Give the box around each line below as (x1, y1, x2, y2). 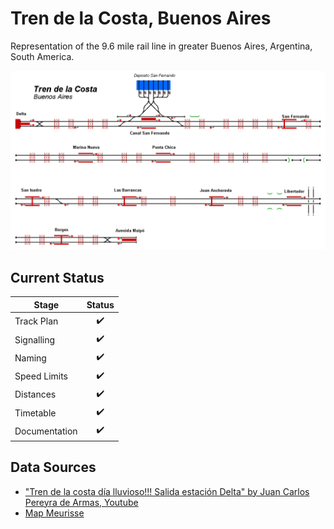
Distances (14, 388, 57, 401)
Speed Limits (14, 370, 69, 382)
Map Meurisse (24, 507, 85, 519)
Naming (14, 352, 47, 364)
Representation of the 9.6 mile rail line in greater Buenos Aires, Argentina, (10, 40, 313, 52)
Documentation (14, 425, 78, 437)
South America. (10, 50, 75, 62)
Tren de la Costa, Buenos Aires (10, 7, 272, 30)
